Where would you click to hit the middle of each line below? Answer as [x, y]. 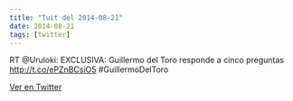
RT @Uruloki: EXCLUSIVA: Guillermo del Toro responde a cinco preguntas [147, 60]
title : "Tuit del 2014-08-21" [66, 18]
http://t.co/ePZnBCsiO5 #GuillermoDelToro [89, 69]
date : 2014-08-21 [42, 26]
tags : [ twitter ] [40, 34]
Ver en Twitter [36, 87]
